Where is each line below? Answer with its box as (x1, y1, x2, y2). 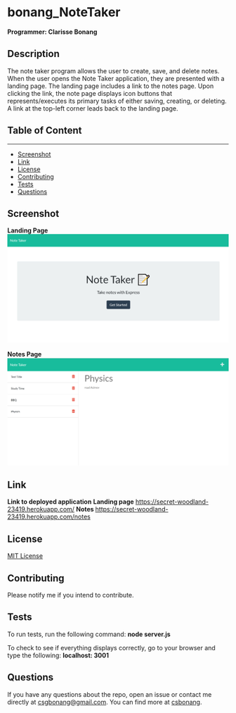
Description (7, 48, 60, 60)
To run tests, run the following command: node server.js (7, 630, 171, 638)
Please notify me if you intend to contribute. (7, 591, 135, 600)
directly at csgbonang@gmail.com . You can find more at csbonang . (7, 697, 202, 706)
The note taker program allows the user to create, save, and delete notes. (7, 66, 220, 75)
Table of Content (7, 125, 82, 137)
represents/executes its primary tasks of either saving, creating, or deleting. (7, 97, 227, 105)
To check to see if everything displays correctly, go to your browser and (7, 643, 216, 652)
